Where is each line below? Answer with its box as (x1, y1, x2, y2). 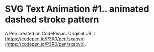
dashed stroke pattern (5, 14, 99, 25)
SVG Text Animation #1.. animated (5, 3, 149, 15)
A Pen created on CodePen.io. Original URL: (5, 30, 96, 36)
